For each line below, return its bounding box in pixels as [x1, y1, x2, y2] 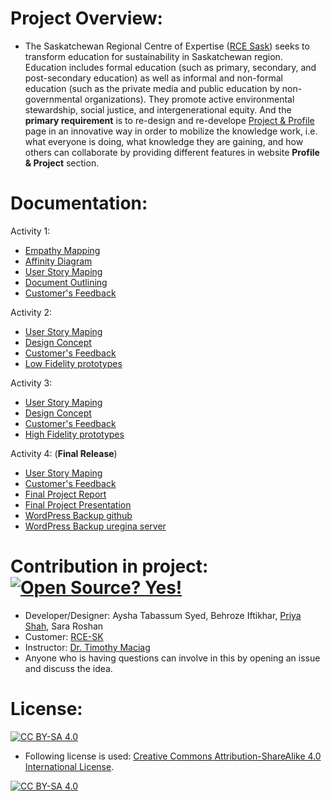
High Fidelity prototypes [24, 428, 125, 440]
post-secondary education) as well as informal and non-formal [24, 72, 283, 84]
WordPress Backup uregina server [24, 520, 167, 532]
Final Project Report [24, 488, 107, 500]
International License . [24, 760, 115, 772]
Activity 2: [10, 306, 53, 318]
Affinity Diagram [24, 255, 93, 267]
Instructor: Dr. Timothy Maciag [24, 641, 151, 653]
